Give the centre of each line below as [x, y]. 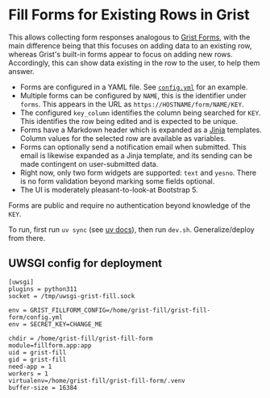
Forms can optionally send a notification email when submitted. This [133, 147]
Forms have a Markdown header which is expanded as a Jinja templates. [141, 130]
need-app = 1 [30, 367]
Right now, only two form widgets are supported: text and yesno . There [138, 172]
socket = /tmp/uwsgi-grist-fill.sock [72, 296]
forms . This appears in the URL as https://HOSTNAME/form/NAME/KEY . [132, 104]
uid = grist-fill [37, 352]
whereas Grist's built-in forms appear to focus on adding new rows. [120, 54]
